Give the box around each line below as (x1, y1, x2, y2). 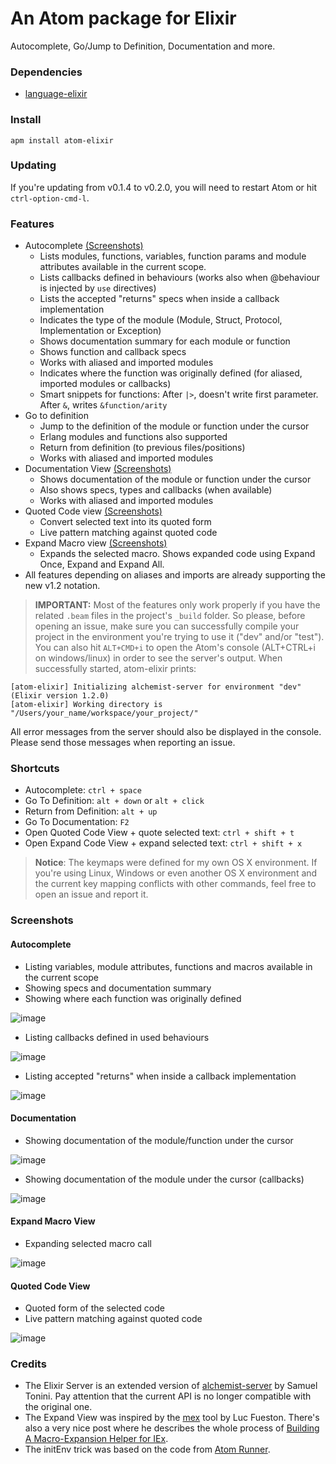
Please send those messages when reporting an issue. (10, 737, 236, 749)
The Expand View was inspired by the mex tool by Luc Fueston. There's (24, 1412, 320, 1424)
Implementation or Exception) (39, 325, 162, 337)
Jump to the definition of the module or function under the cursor (39, 420, 310, 432)
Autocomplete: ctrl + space (24, 784, 142, 796)
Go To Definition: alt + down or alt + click (24, 795, 205, 807)
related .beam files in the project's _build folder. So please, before (34, 610, 306, 622)
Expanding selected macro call (24, 1237, 152, 1249)
